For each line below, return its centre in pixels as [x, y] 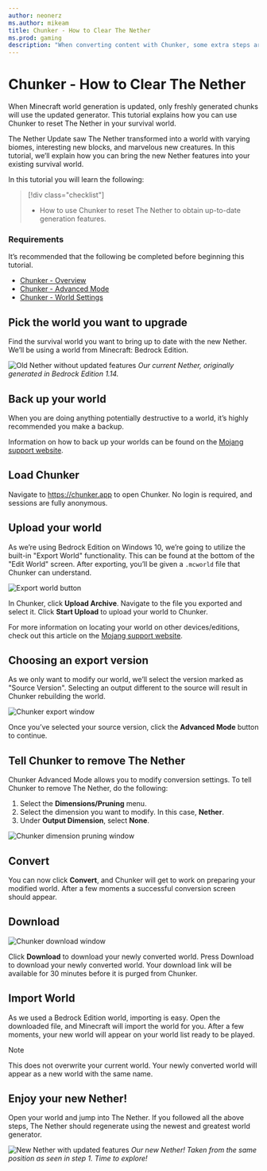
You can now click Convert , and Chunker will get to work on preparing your [132, 880]
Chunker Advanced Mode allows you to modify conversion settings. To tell [130, 780]
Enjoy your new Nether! [68, 1099]
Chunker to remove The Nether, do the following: [88, 789]
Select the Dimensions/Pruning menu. [83, 804]
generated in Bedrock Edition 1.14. [64, 374]
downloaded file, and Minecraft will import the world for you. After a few [126, 1026]
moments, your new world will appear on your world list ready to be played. [132, 1034]
